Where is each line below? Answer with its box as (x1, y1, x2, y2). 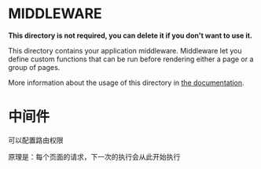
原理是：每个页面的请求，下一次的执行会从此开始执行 (8, 152, 181, 161)
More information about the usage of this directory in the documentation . (8, 78, 245, 87)
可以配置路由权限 (8, 135, 64, 145)
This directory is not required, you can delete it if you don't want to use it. (8, 31, 253, 40)
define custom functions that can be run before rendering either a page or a (8, 54, 254, 64)
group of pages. (8, 62, 61, 72)
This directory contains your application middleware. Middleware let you (8, 46, 242, 55)
